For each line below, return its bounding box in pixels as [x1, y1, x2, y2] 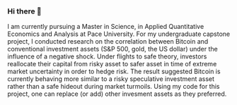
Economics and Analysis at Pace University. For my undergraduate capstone [7, 30, 231, 38]
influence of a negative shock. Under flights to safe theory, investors [7, 52, 207, 61]
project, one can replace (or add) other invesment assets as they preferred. [7, 89, 227, 98]
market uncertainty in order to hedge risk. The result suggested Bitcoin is [7, 67, 221, 76]
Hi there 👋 [7, 6, 42, 16]
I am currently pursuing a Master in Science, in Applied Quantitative [7, 23, 204, 31]
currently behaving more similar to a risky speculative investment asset [7, 75, 214, 83]
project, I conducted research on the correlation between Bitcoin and [7, 37, 209, 46]
